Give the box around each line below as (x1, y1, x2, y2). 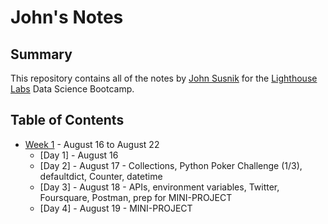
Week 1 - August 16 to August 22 (24, 138, 160, 150)
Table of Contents (10, 112, 125, 129)
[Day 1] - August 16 (39, 149, 119, 161)
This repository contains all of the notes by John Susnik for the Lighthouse (10, 72, 318, 84)
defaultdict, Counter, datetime (39, 170, 163, 182)
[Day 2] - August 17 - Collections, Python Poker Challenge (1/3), (39, 159, 303, 171)
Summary (10, 46, 73, 63)
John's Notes (10, 6, 124, 29)
